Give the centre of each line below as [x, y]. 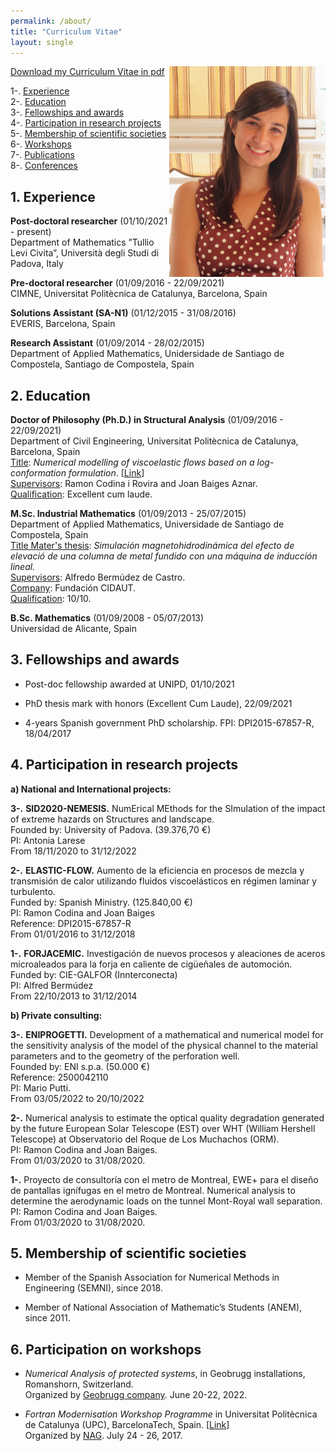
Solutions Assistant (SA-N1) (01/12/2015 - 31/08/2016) [123, 313]
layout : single [42, 42]
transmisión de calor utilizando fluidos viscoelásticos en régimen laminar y [164, 881]
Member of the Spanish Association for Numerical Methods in [152, 1277]
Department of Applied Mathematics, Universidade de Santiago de [147, 524]
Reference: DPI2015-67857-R [71, 923]
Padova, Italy [37, 264]
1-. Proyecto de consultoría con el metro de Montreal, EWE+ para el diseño [164, 1179]
